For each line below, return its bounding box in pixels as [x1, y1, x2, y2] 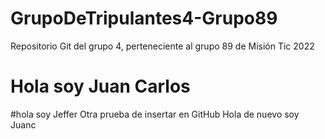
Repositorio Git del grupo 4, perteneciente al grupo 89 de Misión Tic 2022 [10, 40, 315, 52]
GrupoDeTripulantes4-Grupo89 [10, 7, 278, 30]
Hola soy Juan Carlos [10, 75, 191, 98]
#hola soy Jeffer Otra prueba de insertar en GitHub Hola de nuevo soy [10, 108, 300, 120]
